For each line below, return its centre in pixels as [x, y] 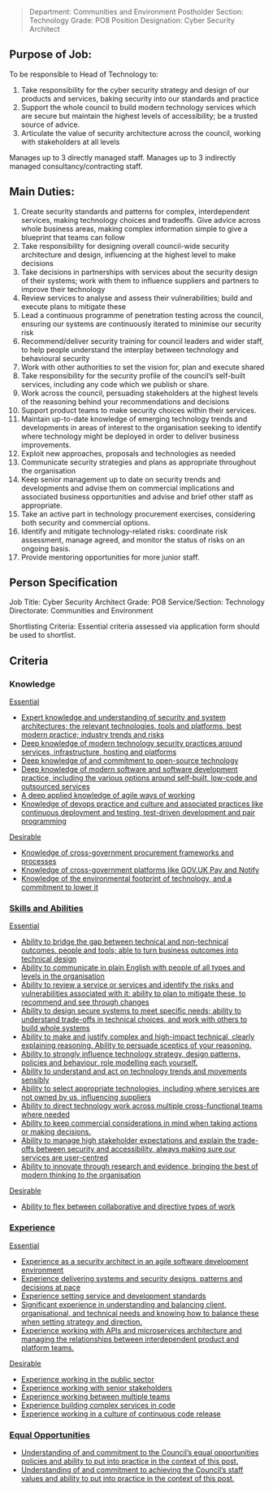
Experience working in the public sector [88, 1379]
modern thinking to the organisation [81, 1175]
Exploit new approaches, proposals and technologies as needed [128, 453]
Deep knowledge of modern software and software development [129, 769]
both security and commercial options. [86, 522]
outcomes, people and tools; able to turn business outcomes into [130, 950]
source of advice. [50, 124]
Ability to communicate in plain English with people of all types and [133, 968]
